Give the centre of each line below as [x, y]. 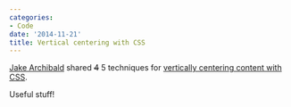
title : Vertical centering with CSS [77, 42]
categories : [31, 17]
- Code [21, 26]
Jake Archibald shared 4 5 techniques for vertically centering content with [146, 68]
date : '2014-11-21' [46, 34]
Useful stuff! [32, 95]
